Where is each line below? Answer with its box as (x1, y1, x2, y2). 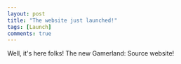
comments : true (7, 30, 52, 37)
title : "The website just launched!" (7, 17, 118, 24)
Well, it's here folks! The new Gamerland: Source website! (7, 49, 175, 58)
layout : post (7, 10, 46, 18)
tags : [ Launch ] (7, 23, 52, 30)
